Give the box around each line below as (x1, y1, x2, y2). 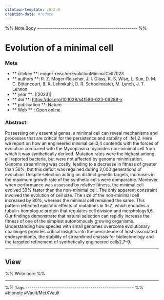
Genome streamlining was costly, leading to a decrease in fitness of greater (5, 161, 157, 167)
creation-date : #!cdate (5, 12, 54, 17)
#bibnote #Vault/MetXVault (5, 290, 60, 296)
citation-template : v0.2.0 (5, 7, 60, 12)
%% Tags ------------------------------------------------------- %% (5, 285, 143, 291)
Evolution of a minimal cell (5, 42, 114, 53)
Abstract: (5, 119, 28, 126)
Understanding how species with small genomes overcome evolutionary (5, 223, 150, 229)
